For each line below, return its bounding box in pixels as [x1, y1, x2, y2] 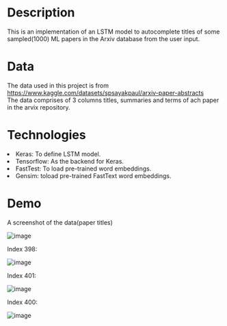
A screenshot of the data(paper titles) [7, 218, 113, 227]
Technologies [7, 127, 87, 143]
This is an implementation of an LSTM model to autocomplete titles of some [7, 27, 220, 36]
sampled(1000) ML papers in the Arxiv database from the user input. [7, 34, 200, 42]
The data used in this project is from [7, 81, 109, 90]
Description [7, 5, 75, 21]
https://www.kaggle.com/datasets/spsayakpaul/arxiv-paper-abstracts [7, 88, 204, 97]
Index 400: [7, 298, 38, 306]
